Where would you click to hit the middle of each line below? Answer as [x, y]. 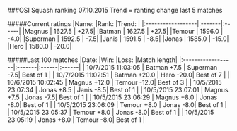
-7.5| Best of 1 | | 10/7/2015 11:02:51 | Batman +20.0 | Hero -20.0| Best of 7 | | [118, 75]
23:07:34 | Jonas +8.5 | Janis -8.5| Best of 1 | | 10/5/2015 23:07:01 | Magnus [118, 90]
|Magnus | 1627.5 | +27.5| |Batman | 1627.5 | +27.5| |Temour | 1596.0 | [123, 31]
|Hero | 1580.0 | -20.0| [40, 46]
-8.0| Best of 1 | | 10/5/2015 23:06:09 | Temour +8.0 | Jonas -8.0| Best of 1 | [117, 105]
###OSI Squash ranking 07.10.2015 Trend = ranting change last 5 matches [115, 10]
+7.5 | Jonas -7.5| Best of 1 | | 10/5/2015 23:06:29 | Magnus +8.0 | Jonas [112, 97]
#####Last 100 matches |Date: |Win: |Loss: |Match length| [93, 60]
